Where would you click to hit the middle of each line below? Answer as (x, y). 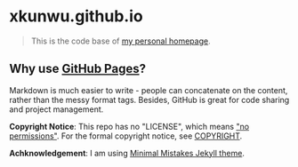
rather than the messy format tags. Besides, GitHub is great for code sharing (149, 99)
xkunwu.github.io (77, 16)
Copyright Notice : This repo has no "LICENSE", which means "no (129, 126)
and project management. (56, 109)
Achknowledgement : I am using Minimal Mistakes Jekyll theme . (127, 153)
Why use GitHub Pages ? (78, 69)
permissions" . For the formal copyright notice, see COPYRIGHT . (126, 136)
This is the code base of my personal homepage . (121, 41)
